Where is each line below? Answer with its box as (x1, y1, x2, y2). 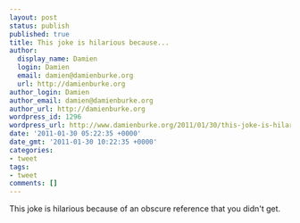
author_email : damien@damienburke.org (9, 95, 154, 105)
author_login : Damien (9, 87, 90, 96)
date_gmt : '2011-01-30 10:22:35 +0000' (9, 137, 158, 146)
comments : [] (9, 179, 58, 188)
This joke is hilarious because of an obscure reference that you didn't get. (9, 203, 281, 214)
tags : (9, 162, 29, 171)
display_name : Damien (17, 54, 98, 63)
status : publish (9, 21, 70, 30)
